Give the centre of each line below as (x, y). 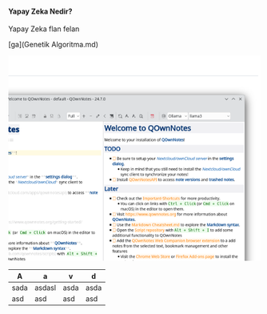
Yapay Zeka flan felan (44, 29)
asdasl (46, 288)
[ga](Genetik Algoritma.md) (53, 45)
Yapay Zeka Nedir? (40, 11)
